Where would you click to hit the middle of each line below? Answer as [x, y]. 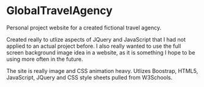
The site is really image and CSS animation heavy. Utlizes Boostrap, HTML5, [102, 70]
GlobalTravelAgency [59, 11]
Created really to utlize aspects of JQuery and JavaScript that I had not [96, 39]
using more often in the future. [45, 59]
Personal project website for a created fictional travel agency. [84, 28]
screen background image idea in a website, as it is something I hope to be [101, 52]
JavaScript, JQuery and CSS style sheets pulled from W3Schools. [89, 77]
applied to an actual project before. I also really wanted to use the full [94, 46]
